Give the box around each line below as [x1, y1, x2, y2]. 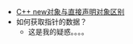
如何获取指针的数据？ [15, 17, 87, 26]
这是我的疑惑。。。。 [27, 27, 89, 36]
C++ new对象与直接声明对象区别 [15, 7, 125, 16]
